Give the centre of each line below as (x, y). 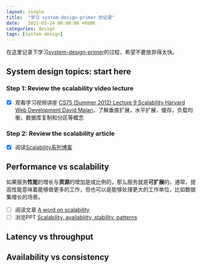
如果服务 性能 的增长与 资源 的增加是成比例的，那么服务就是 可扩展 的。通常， (98, 182)
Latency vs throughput (50, 236)
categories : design (31, 29)
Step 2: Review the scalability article (61, 133)
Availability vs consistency (58, 257)
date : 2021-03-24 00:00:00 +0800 (51, 23)
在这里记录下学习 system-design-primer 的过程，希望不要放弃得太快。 (92, 52)
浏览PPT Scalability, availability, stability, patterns (76, 217)
